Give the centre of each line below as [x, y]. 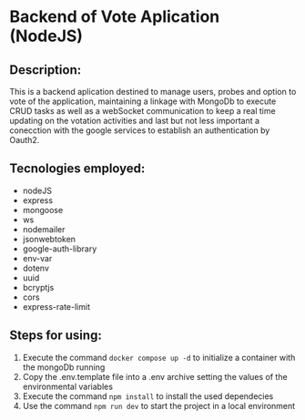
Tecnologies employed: [77, 169]
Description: [46, 70]
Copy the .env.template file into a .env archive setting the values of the [155, 376]
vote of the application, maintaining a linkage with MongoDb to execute [143, 101]
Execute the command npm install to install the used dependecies [148, 396]
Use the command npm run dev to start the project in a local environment [159, 405]
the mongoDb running [64, 367]
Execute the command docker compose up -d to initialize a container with [159, 357]
